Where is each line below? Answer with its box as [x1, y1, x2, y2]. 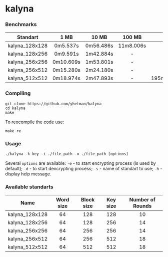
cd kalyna [5, 106, 26, 111]
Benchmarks [5, 21, 37, 28]
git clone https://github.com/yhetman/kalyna [5, 101, 101, 106]
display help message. [5, 171, 51, 177]
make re [5, 128, 21, 133]
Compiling [5, 90, 31, 97]
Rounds [133, 202, 152, 209]
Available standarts [5, 183, 53, 190]
